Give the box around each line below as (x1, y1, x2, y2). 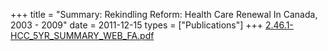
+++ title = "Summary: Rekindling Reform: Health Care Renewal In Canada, (10, 9, 318, 20)
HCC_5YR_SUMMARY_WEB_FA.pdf (10, 30, 155, 41)
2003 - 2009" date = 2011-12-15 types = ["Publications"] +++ (10, 19, 264, 31)
